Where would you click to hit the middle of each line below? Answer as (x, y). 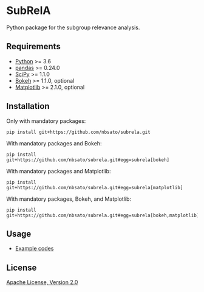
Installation (28, 106)
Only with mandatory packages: (46, 121)
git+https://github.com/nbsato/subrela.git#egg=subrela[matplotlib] (95, 187)
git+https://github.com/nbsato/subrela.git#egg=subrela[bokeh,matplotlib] (103, 215)
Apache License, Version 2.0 (42, 282)
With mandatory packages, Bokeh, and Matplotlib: (69, 199)
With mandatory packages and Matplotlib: (59, 171)
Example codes (34, 249)
